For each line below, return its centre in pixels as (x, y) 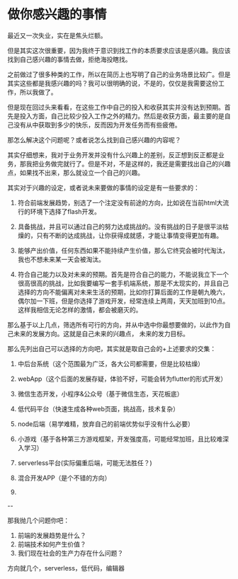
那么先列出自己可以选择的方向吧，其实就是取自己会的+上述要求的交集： (112, 348)
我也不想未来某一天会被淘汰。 (61, 259)
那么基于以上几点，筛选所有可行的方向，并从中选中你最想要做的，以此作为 (116, 325)
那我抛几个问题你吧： (38, 520)
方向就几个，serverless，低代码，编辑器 (66, 568)
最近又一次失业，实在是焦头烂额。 (57, 35)
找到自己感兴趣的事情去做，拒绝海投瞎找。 (69, 59)
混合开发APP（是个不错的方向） (64, 478)
